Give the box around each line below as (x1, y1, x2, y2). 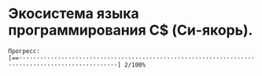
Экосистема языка (8, 5, 139, 23)
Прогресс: (8, 47, 41, 55)
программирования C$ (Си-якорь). (8, 21, 253, 39)
